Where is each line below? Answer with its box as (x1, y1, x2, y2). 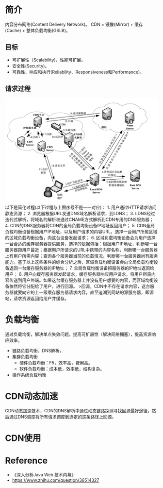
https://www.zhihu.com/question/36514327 (12, 477, 99, 483)
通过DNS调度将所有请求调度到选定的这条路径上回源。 (9, 414, 116, 420)
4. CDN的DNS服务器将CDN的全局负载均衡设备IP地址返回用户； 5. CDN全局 (5, 223, 155, 229)
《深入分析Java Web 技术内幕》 (12, 472, 76, 478)
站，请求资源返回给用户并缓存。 (5, 296, 69, 302)
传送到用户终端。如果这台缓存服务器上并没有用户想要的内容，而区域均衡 (9, 277, 154, 283)
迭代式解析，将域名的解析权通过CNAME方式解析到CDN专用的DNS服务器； (5, 217, 154, 222)
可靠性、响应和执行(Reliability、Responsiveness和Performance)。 (12, 69, 145, 75)
